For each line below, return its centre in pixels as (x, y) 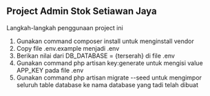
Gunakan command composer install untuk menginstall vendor (105, 41)
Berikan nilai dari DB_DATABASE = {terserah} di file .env (95, 56)
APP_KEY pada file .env (50, 70)
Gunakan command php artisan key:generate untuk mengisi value (110, 63)
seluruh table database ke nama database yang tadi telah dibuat (107, 84)
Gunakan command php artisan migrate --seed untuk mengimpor (109, 77)
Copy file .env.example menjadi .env (68, 48)
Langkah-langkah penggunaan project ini (65, 27)
